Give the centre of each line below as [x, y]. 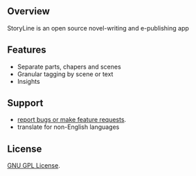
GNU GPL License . [34, 166]
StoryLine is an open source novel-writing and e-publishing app [98, 28]
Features [27, 50]
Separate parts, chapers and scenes [69, 67]
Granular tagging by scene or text [65, 74]
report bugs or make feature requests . [72, 120]
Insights [28, 81]
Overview [29, 11]
